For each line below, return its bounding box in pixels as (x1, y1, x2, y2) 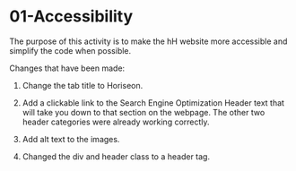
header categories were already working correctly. (22, 116, 210, 127)
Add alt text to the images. (22, 133, 120, 144)
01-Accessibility (9, 6, 134, 27)
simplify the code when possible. (9, 45, 132, 56)
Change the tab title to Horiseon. (22, 80, 144, 90)
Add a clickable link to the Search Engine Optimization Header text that (22, 97, 285, 108)
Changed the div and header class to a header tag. (22, 150, 211, 162)
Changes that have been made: (9, 63, 126, 73)
